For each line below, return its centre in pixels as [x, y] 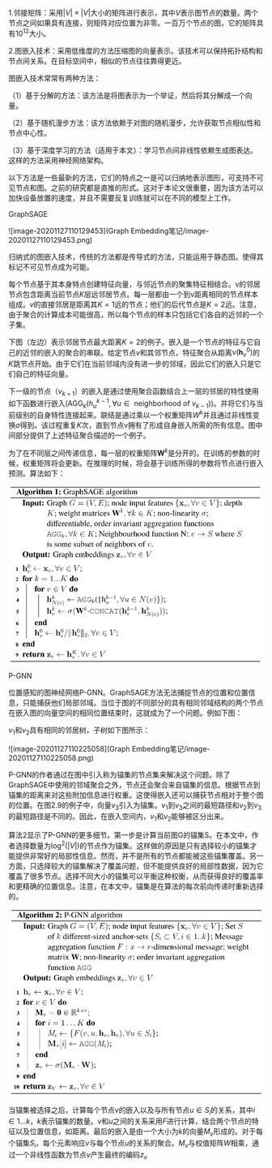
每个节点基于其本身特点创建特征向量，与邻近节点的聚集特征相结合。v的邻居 [134, 284]
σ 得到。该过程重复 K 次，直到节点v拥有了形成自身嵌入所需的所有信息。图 [136, 425]
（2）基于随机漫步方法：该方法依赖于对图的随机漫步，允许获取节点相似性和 [135, 123]
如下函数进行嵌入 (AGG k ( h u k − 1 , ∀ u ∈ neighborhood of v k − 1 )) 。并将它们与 [132, 403]
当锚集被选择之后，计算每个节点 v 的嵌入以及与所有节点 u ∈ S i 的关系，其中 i [132, 1111]
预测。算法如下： [37, 473]
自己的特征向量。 [44, 374]
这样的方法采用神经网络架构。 [58, 160]
